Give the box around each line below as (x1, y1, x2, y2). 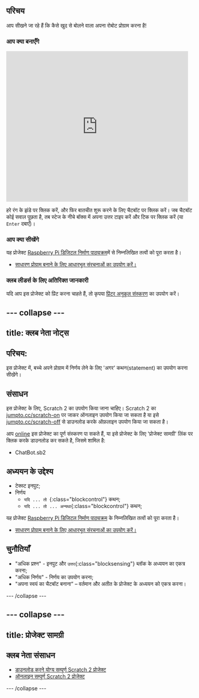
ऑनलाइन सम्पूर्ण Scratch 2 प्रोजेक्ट (14, 673, 85, 680)
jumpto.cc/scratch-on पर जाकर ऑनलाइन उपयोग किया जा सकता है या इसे (6, 412, 159, 419)
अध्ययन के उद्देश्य (6, 466, 54, 476)
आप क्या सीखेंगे (6, 235, 40, 244)
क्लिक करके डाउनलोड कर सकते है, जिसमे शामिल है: (6, 437, 106, 444)
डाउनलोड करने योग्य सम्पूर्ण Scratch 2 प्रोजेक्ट (14, 666, 107, 673)
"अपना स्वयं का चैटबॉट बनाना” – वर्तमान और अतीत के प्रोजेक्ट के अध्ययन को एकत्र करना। (14, 580, 186, 587)
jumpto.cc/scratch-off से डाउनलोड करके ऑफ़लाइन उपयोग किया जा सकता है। (6, 418, 169, 425)
